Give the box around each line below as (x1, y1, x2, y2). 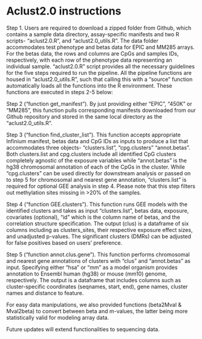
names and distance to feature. (6, 289, 84, 297)
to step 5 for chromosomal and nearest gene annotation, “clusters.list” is (6, 176, 187, 183)
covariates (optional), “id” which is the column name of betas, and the (6, 213, 180, 221)
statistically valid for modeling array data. (6, 314, 109, 321)
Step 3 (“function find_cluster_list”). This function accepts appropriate (6, 131, 181, 138)
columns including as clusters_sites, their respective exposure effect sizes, (6, 226, 193, 233)
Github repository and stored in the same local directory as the (6, 113, 162, 120)
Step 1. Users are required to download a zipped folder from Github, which (6, 24, 192, 31)
